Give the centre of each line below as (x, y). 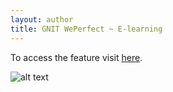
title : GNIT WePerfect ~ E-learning (86, 29)
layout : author (42, 19)
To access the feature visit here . (76, 57)
